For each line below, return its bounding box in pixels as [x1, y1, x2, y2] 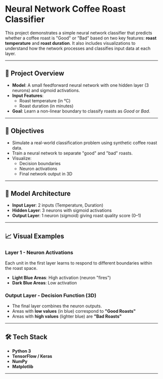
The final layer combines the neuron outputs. [12, 303, 102, 309]
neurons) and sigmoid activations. [12, 87, 80, 93]
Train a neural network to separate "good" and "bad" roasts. [12, 150, 133, 156]
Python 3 [12, 348, 32, 354]
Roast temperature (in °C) [19, 97, 71, 103]
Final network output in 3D [19, 171, 73, 176]
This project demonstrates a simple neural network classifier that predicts [5, 30, 152, 36]
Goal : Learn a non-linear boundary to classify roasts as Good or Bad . [12, 108, 150, 114]
